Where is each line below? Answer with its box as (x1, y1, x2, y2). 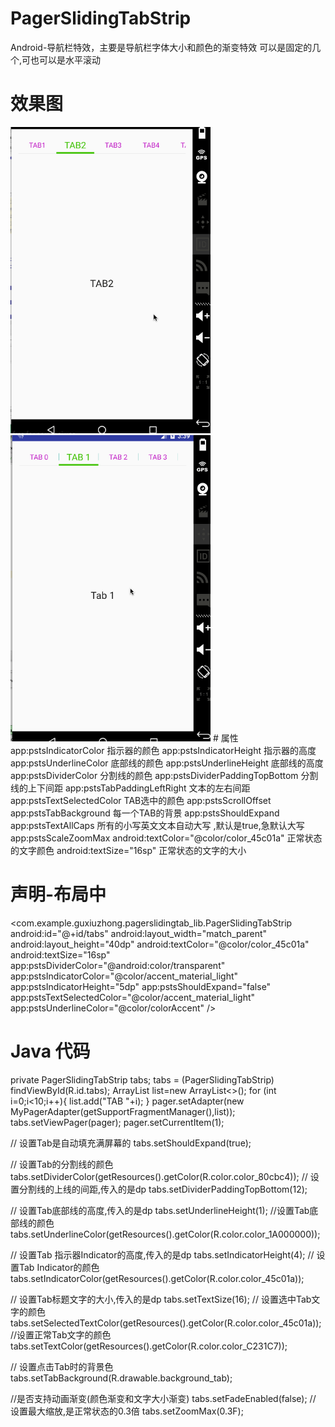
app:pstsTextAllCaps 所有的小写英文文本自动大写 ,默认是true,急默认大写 (10, 819, 305, 831)
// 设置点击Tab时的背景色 (10, 1360, 114, 1372)
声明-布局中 (10, 883, 107, 906)
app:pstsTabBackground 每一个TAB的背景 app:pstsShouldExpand (10, 807, 280, 819)
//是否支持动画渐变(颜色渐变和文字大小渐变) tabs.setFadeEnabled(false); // (10, 1392, 317, 1404)
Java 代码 (10, 1040, 91, 1062)
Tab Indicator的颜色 (18, 1261, 100, 1273)
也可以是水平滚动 (30, 53, 102, 66)
